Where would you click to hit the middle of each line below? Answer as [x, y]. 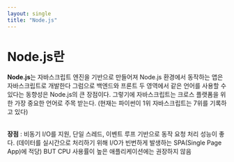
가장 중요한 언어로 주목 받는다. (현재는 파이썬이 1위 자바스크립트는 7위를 [111, 103]
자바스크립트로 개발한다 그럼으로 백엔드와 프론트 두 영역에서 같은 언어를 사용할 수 [117, 86]
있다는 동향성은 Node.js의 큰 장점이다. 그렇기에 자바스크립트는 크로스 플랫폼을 [113, 95]
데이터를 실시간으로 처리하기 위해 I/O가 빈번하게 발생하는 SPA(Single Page [120, 143]
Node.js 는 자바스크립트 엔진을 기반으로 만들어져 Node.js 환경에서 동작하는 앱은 [115, 77]
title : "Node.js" [32, 20]
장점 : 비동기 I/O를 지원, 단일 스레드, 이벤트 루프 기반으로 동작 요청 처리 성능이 [112, 134]
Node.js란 [36, 57]
